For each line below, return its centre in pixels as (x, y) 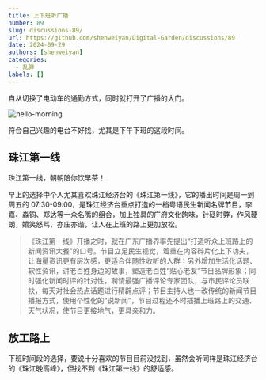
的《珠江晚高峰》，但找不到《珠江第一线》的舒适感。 (93, 368)
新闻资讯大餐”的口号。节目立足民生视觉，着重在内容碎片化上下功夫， (140, 251)
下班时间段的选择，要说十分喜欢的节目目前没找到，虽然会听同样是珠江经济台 (133, 359)
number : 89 (26, 23)
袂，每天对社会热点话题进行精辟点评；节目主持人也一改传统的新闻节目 (142, 291)
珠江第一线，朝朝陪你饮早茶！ (57, 178)
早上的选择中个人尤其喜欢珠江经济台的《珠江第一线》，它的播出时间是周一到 (131, 195)
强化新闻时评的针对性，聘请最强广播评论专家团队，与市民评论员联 (142, 281)
